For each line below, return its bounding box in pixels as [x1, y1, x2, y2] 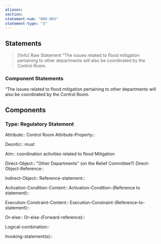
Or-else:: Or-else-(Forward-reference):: [5, 214, 85, 220]
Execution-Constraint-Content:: [5, 200, 69, 206]
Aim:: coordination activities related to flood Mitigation [5, 151, 115, 157]
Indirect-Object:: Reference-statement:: [5, 175, 85, 181]
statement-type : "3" [5, 21, 48, 26]
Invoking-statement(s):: [5, 234, 53, 240]
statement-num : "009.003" [5, 16, 58, 21]
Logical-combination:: [5, 224, 50, 230]
